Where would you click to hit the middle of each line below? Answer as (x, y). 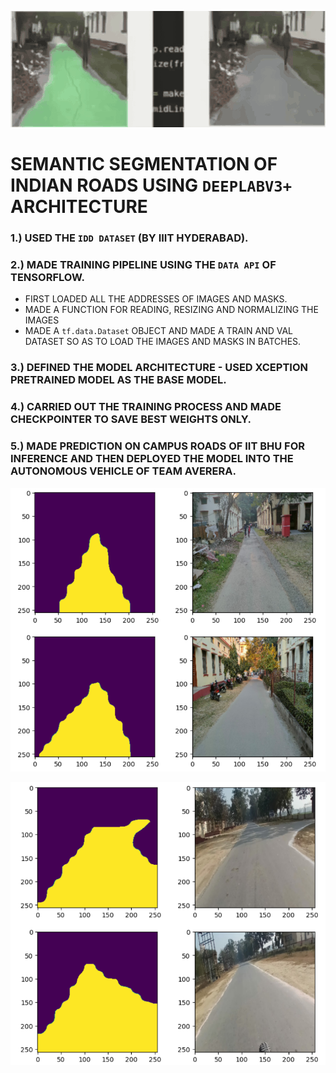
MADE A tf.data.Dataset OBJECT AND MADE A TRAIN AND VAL (159, 331)
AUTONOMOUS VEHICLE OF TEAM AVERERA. (123, 471)
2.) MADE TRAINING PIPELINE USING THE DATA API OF (143, 265)
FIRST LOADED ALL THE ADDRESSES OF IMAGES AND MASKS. (156, 299)
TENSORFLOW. (47, 278)
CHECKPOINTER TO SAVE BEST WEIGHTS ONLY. (131, 419)
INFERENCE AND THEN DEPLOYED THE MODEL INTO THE (152, 459)
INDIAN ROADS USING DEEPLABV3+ (151, 185)
